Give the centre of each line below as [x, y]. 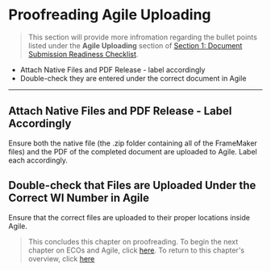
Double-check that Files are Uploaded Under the [132, 185]
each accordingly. [38, 160]
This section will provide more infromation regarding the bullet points [143, 37]
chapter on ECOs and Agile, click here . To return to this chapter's [136, 250]
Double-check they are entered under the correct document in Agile [133, 78]
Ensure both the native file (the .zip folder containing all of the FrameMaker [133, 143]
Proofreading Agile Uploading [110, 15]
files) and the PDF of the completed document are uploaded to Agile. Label [133, 151]
